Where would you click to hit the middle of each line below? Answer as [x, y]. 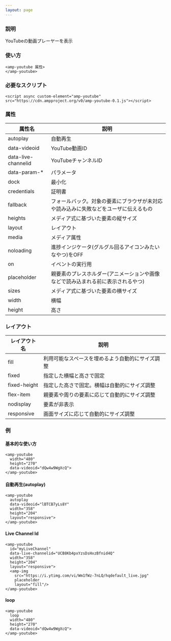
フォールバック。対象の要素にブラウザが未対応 [107, 201]
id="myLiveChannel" [31, 549]
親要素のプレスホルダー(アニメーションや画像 [105, 274]
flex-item [19, 394]
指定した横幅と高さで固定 [74, 376]
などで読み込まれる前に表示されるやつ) [98, 281]
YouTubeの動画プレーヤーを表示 [39, 41]
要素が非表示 [59, 405]
